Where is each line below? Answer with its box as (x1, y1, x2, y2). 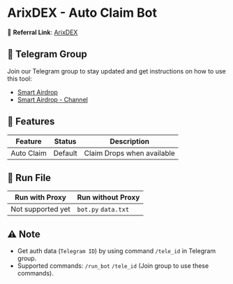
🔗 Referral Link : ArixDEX (7, 28, 78, 36)
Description (110, 136, 150, 146)
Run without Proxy (77, 192, 140, 202)
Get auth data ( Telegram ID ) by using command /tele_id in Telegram (17, 247, 216, 255)
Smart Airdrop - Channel (17, 95, 89, 104)
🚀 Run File (7, 171, 51, 183)
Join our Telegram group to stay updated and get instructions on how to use (7, 66, 226, 75)
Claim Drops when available (84, 148, 176, 158)
